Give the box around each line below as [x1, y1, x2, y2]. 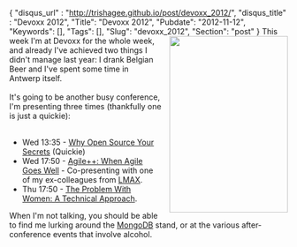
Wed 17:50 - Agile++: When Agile [21, 156, 143, 166]
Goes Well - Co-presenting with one [21, 165, 154, 176]
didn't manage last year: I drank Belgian [9, 55, 154, 64]
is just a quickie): [9, 110, 71, 121]
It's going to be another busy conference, [9, 92, 161, 102]
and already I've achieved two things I [9, 45, 148, 56]
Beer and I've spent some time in [9, 64, 130, 74]
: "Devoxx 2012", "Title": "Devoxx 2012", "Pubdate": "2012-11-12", [9, 17, 246, 27]
